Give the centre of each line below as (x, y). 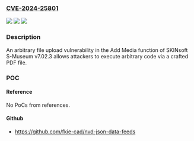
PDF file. (17, 63)
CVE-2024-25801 (32, 8)
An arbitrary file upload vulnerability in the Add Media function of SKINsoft (97, 50)
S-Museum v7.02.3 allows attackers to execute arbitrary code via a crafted (97, 56)
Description (23, 37)
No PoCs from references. (38, 105)
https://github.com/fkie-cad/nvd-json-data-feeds (75, 132)
